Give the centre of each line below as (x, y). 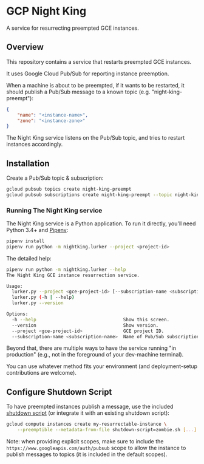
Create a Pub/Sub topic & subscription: (55, 178)
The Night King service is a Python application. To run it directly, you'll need (101, 223)
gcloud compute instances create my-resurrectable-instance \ (87, 424)
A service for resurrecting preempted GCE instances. (73, 28)
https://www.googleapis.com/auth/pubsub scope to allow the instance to (96, 448)
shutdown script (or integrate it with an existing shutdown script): (88, 413)
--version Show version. (85, 325)
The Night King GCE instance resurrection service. (73, 275)
